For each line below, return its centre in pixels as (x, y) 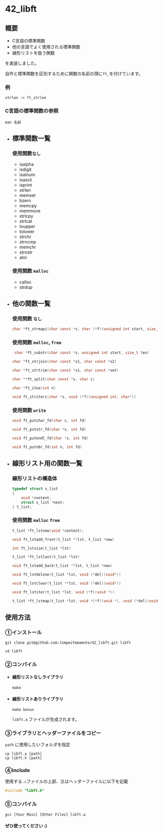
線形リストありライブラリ (38, 699)
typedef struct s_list (35, 489)
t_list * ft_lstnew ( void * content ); (48, 531)
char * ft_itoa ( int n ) (34, 388)
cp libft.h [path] (24, 758)
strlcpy (26, 216)
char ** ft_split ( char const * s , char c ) (53, 379)
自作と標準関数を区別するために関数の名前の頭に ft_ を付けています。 (74, 74)
